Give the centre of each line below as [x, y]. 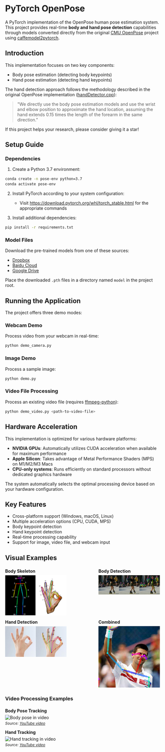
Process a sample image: [30, 369]
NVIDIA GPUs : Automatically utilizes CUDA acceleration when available [84, 448]
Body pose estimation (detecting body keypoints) [62, 75]
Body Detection [115, 571]
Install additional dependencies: [44, 218]
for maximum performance [39, 453]
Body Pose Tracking [26, 711]
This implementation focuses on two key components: [60, 65]
